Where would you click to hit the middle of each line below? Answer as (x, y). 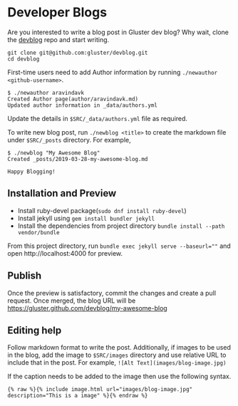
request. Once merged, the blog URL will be (72, 301)
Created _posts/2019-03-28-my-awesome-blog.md (78, 159)
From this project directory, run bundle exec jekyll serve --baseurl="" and (119, 246)
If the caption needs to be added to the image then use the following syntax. (119, 376)
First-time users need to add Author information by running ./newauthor (113, 72)
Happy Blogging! (31, 172)
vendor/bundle (38, 232)
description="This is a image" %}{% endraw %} (78, 396)
